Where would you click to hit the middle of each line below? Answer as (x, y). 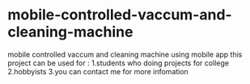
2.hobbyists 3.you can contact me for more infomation (98, 71)
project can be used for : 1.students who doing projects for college (119, 63)
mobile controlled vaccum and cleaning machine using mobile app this (125, 54)
